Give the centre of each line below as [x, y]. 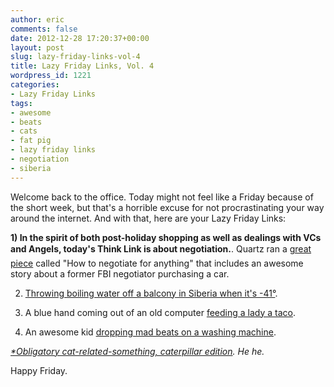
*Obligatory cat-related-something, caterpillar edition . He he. [137, 351]
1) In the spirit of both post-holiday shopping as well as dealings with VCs [166, 237]
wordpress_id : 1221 [51, 76]
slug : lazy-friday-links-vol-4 [75, 57]
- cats [24, 131]
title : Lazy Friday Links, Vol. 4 [82, 66]
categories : [35, 85]
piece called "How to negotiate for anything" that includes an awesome [157, 263]
